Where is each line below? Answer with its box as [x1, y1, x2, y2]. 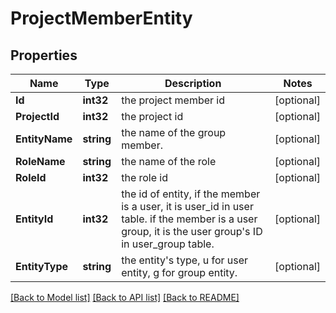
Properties [10, 47, 78, 64]
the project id [121, 110, 184, 123]
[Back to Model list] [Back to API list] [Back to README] [10, 292, 240, 303]
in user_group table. [121, 237, 215, 251]
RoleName [15, 155, 66, 168]
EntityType [15, 260, 69, 273]
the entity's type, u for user [121, 253, 249, 267]
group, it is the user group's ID [121, 225, 263, 238]
